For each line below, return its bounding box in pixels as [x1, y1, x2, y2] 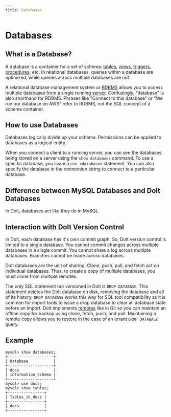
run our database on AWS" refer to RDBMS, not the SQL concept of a [5, 100, 151, 106]
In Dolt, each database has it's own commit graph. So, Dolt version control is [5, 236, 166, 243]
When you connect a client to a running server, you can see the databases [5, 149, 162, 156]
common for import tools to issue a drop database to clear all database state [5, 300, 166, 306]
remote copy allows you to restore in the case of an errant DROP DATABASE [5, 316, 158, 322]
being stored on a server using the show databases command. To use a [5, 155, 154, 161]
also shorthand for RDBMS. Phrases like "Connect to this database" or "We [5, 95, 163, 101]
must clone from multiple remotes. [5, 273, 78, 279]
